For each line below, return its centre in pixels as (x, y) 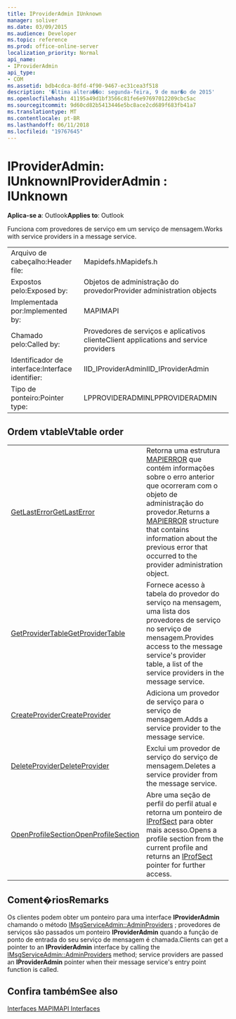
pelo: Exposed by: (39, 291)
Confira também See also (63, 992)
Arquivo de (29, 253)
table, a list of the (175, 664)
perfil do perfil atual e (182, 804)
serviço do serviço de (182, 758)
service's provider (176, 656)
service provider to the (184, 728)
